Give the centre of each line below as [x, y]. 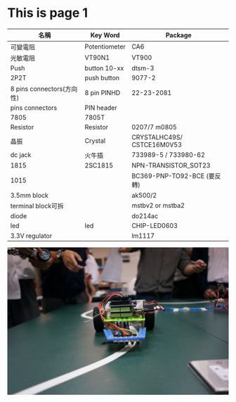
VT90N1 [97, 58]
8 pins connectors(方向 [44, 89]
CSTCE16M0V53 [157, 144]
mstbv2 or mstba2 [158, 206]
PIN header [101, 108]
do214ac [145, 216]
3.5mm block [29, 195]
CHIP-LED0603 [155, 226]
